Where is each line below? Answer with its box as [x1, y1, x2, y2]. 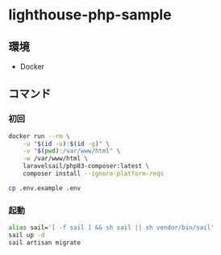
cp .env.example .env [8, 184, 81, 192]
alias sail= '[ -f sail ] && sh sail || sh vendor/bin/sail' [8, 224, 215, 232]
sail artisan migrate [8, 238, 81, 247]
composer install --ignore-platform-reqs [23, 169, 164, 178]
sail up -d [8, 231, 45, 239]
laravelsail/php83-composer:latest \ [23, 162, 150, 170]
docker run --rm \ [8, 132, 70, 140]
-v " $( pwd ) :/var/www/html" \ [23, 147, 121, 155]
